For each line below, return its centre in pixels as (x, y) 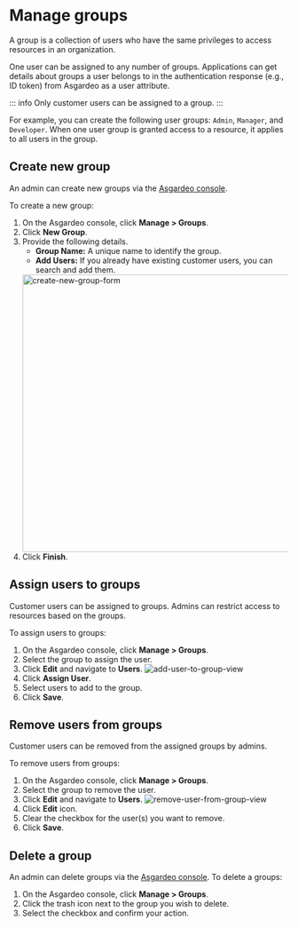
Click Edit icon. (50, 809)
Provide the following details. (75, 242)
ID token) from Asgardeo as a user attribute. (90, 85)
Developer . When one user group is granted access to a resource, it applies (146, 129)
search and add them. (75, 269)
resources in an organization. (63, 49)
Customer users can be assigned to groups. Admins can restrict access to (145, 606)
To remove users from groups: (65, 764)
